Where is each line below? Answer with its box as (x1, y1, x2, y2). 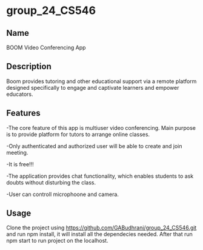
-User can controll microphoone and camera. (6, 191, 119, 198)
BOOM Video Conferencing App (6, 44, 86, 51)
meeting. (6, 149, 28, 156)
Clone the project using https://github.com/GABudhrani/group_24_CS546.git (6, 224, 197, 231)
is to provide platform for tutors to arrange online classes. (6, 130, 150, 138)
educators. (6, 90, 33, 98)
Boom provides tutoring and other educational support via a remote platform (6, 77, 197, 85)
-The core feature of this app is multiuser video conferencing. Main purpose (6, 124, 196, 131)
